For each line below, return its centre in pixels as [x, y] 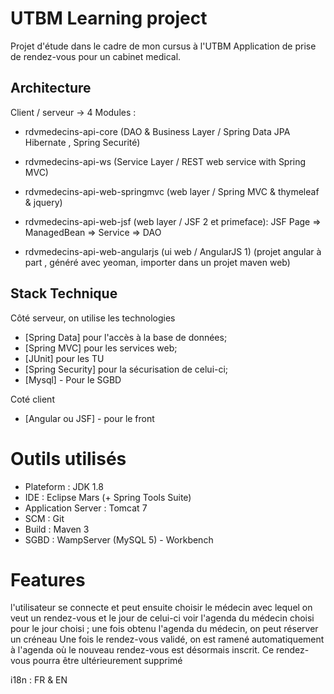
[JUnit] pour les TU [64, 358]
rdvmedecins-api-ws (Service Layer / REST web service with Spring [165, 161]
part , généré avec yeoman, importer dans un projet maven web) [157, 262]
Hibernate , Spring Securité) [82, 142]
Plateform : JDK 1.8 [64, 486]
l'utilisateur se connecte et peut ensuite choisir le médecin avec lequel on [161, 608]
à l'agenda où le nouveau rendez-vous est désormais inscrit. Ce [142, 650]
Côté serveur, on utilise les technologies [93, 318]
